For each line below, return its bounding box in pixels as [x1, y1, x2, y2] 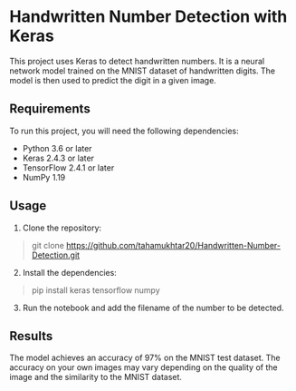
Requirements [9, 102, 91, 117]
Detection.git [31, 249, 80, 260]
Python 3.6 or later [22, 142, 92, 153]
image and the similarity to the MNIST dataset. [9, 372, 183, 383]
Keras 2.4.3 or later [22, 152, 95, 163]
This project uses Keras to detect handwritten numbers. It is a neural [9, 55, 265, 66]
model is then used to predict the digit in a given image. [9, 74, 217, 85]
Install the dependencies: [22, 267, 118, 278]
